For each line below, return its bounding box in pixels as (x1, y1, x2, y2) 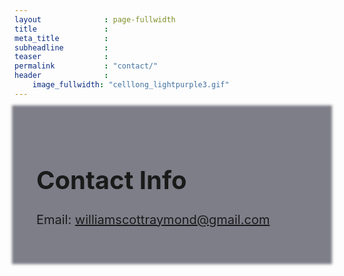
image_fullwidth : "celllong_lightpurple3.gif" (32, 80, 230, 90)
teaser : (14, 52, 109, 62)
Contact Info (36, 164, 187, 196)
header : (14, 71, 109, 81)
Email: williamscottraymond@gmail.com (36, 211, 271, 228)
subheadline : (14, 42, 109, 53)
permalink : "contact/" (14, 61, 159, 71)
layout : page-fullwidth (14, 14, 176, 25)
